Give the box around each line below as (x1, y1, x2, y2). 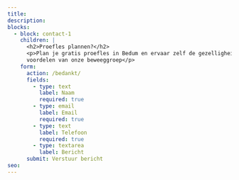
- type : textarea (33, 142, 84, 150)
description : (7, 17, 46, 24)
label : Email (38, 109, 78, 116)
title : (7, 10, 27, 18)
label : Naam (38, 89, 75, 96)
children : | (20, 37, 55, 44)
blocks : (7, 23, 31, 30)
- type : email (33, 103, 75, 110)
